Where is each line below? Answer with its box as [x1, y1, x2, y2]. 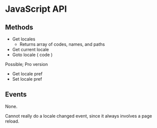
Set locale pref [12, 76, 42, 82]
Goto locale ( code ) [12, 52, 53, 58]
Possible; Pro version [5, 62, 48, 67]
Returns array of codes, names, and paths [19, 41, 105, 47]
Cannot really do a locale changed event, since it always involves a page [5, 113, 153, 119]
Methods [5, 23, 33, 32]
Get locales [12, 36, 35, 42]
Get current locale [12, 47, 49, 52]
